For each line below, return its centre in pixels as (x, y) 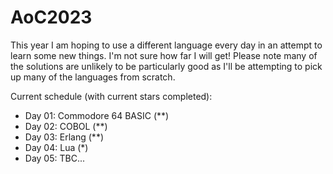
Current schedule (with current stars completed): (111, 96)
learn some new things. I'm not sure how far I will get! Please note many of (164, 55)
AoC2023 (51, 17)
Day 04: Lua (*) (56, 147)
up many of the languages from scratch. (93, 77)
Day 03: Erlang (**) (64, 137)
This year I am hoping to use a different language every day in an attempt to (166, 45)
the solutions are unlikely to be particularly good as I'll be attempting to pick (166, 66)
